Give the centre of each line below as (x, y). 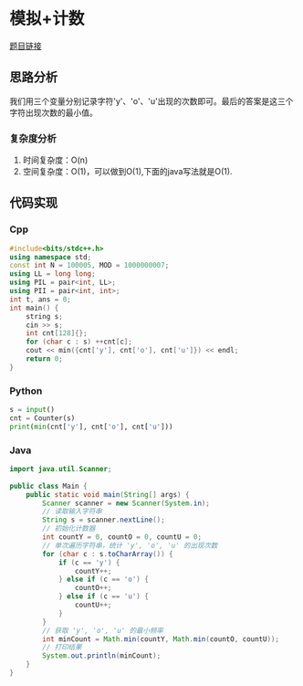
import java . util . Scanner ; (61, 470)
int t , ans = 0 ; (40, 299)
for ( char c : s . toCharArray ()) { (108, 554)
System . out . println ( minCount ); (102, 656)
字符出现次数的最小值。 (53, 112)
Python (26, 391)
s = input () (32, 410)
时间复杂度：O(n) (55, 160)
